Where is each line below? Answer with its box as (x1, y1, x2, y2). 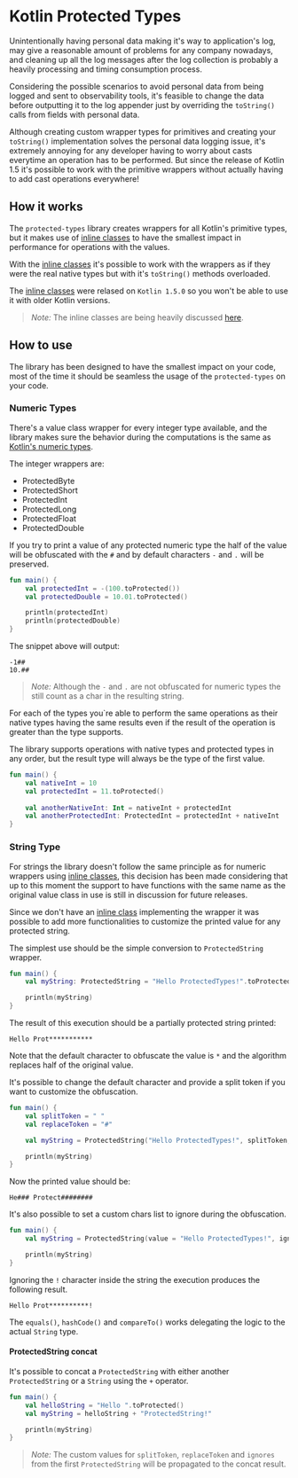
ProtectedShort (21, 485, 78, 496)
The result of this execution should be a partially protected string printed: (9, 1018, 277, 1028)
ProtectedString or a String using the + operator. (9, 1375, 189, 1386)
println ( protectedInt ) (25, 608, 109, 617)
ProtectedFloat (21, 512, 77, 524)
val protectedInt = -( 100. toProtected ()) (25, 583, 180, 593)
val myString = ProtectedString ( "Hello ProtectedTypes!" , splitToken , (25, 1136, 292, 1145)
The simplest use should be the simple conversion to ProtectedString (9, 942, 264, 953)
